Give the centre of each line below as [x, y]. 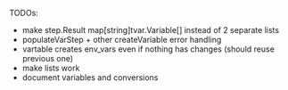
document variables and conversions [90, 78]
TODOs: [24, 13]
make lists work [51, 68]
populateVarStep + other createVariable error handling [122, 40]
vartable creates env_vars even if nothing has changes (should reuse [148, 49]
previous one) [48, 58]
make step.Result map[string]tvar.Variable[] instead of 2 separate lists [150, 30]
